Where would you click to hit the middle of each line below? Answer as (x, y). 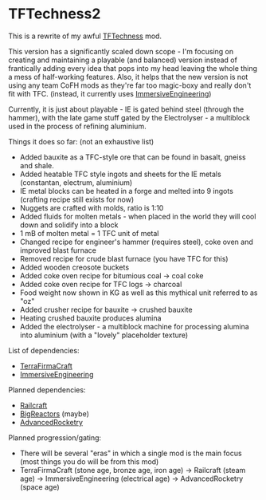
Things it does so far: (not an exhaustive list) (81, 141)
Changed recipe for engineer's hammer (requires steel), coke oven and (136, 242)
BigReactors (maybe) (54, 413)
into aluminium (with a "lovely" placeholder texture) (104, 335)
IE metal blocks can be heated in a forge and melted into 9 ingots (126, 191)
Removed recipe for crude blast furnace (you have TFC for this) (124, 258)
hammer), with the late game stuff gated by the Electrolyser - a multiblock (129, 117)
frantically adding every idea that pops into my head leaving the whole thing (133, 68)
